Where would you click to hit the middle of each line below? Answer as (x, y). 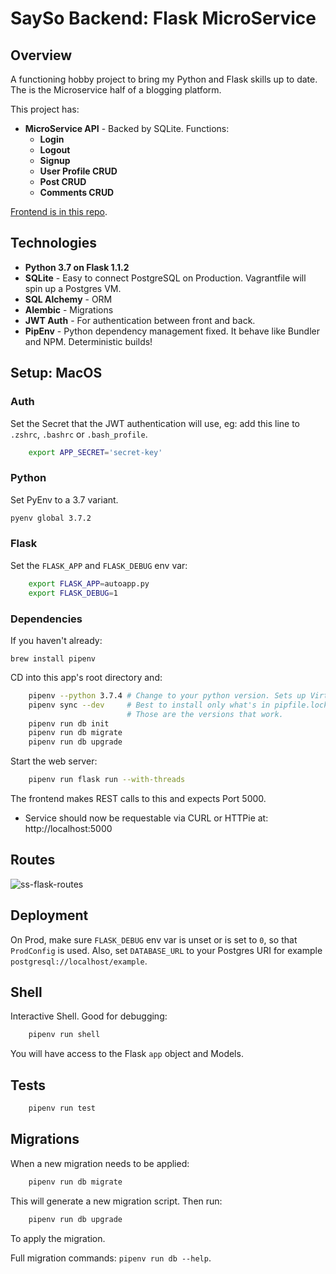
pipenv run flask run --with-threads (107, 780)
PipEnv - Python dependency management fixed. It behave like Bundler (172, 331)
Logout (55, 150)
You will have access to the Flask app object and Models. (127, 1054)
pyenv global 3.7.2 (51, 518)
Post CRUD (63, 181)
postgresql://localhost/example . (79, 961)
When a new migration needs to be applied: (100, 1163)
